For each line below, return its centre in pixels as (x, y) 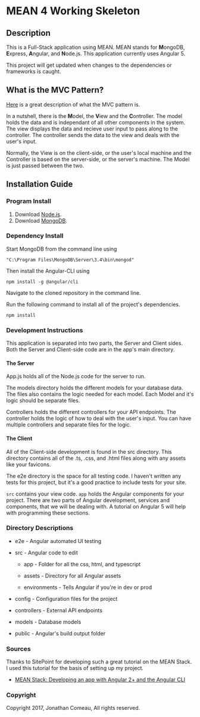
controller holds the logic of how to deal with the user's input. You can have (99, 419)
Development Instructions (45, 330)
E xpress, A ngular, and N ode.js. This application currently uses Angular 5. (96, 54)
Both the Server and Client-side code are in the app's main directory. (90, 350)
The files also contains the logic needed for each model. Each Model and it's (100, 394)
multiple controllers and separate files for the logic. (69, 425)
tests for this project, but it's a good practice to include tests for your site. (96, 482)
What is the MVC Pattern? (55, 90)
